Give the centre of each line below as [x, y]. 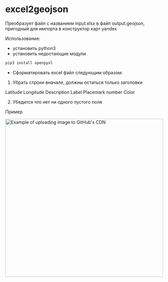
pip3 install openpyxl [29, 63]
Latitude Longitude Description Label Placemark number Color [70, 92]
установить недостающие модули [49, 54]
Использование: [23, 38]
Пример [14, 112]
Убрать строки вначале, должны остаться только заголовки [77, 82]
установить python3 [34, 48]
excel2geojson [37, 9]
